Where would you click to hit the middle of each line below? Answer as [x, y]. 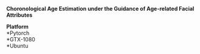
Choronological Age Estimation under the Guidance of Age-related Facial [100, 9]
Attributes [19, 15]
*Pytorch [18, 33]
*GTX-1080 [21, 39]
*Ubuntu [17, 46]
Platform [18, 27]
